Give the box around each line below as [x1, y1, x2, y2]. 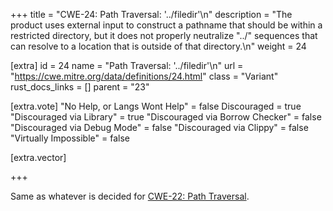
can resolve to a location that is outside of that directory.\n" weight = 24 [10, 40, 307, 52]
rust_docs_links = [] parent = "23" [10, 81, 150, 93]
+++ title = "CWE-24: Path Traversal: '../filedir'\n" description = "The [10, 9, 293, 20]
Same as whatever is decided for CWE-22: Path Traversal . [10, 190, 250, 202]
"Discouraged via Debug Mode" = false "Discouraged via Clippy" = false [10, 122, 309, 133]
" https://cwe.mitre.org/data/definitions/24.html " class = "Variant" [10, 70, 279, 82]
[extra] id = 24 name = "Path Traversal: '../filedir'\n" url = [10, 60, 244, 71]
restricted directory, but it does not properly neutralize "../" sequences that [10, 30, 318, 41]
